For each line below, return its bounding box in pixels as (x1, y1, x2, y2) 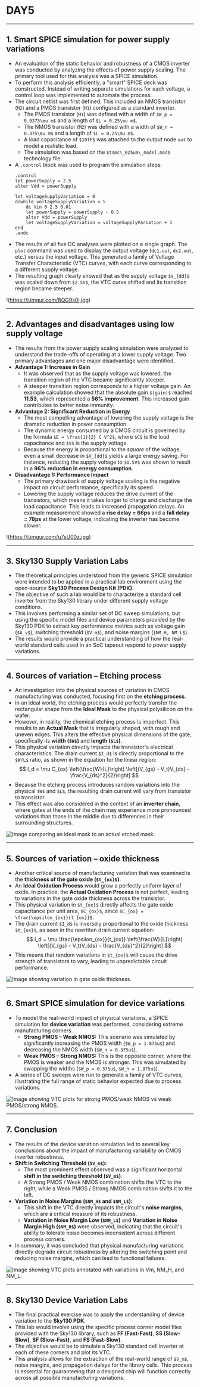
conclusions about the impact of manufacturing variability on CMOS (14, 1147, 182, 1154)
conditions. (14, 603, 43, 611)
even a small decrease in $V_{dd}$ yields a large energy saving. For (23, 452, 189, 459)
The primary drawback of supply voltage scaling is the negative (23, 477, 180, 485)
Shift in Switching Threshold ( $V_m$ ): (14, 1159, 107, 1166)
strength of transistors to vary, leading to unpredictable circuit (14, 958, 167, 964)
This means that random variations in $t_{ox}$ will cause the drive (14, 951, 178, 958)
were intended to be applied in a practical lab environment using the (14, 578, 182, 585)
